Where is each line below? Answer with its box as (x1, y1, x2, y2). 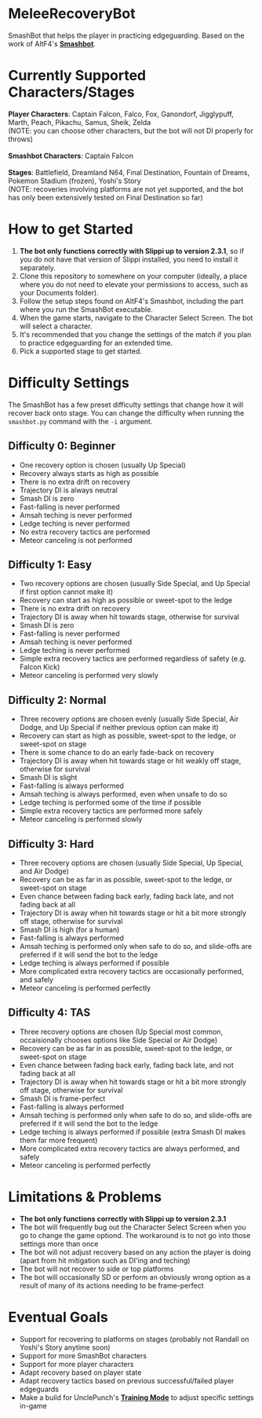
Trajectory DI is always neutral (19, 485, 118, 495)
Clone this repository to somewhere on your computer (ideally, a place (19, 271, 248, 280)
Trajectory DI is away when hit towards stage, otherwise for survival (19, 612, 239, 621)
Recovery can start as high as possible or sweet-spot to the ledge (19, 595, 233, 605)
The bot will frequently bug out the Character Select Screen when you (19, 1222, 246, 1232)
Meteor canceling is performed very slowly (19, 671, 159, 680)
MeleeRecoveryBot (8, 5, 136, 23)
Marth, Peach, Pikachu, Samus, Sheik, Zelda (8, 117, 151, 126)
